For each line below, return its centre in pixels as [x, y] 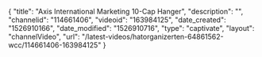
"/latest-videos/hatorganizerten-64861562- [153, 36]
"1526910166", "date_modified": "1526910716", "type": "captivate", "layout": [131, 28]
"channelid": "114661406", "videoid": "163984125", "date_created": [117, 20]
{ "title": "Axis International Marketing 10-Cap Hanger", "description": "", [126, 11]
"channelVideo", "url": [44, 36]
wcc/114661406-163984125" [55, 45]
